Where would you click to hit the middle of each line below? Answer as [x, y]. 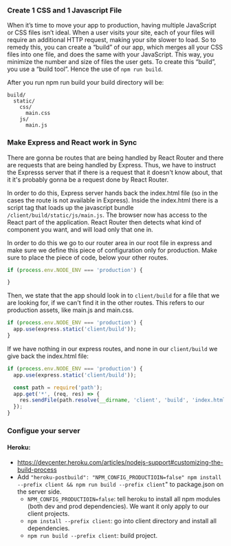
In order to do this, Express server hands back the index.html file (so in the [113, 193]
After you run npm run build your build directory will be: [86, 83]
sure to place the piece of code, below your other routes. [88, 258]
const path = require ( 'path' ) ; [58, 388]
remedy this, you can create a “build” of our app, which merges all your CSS [115, 48]
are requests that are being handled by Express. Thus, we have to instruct [112, 165]
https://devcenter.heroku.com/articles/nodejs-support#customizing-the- [120, 463]
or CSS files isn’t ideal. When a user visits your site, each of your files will [111, 32]
